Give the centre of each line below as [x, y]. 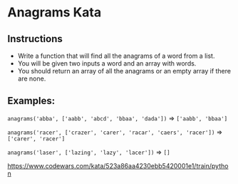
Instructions [35, 39]
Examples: [31, 101]
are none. [32, 78]
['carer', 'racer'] [36, 139]
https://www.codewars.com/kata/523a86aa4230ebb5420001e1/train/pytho [118, 165]
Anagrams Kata [55, 12]
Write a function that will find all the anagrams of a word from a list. [116, 56]
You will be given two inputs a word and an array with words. [107, 63]
